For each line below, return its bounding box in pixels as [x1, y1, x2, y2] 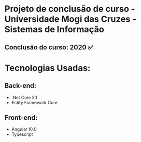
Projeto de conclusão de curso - [4, 3, 136, 14]
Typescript [11, 131, 33, 137]
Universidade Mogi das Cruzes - [4, 14, 137, 25]
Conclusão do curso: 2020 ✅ [4, 43, 94, 51]
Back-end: [4, 82, 37, 90]
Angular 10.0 [11, 127, 37, 132]
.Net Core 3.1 [11, 94, 37, 100]
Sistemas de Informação [4, 24, 104, 35]
